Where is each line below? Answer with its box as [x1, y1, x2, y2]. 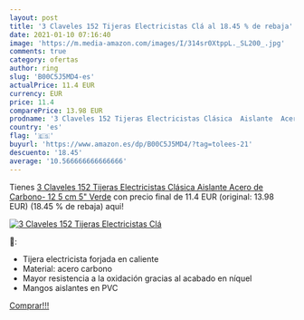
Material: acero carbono [22, 263, 113, 274]
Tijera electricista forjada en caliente [22, 253, 159, 264]
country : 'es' [9, 123, 63, 132]
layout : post [9, 13, 59, 23]
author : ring [9, 64, 59, 73]
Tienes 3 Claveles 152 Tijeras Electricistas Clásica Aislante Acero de [9, 181, 264, 192]
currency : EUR [9, 89, 63, 98]
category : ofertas [9, 55, 79, 64]
